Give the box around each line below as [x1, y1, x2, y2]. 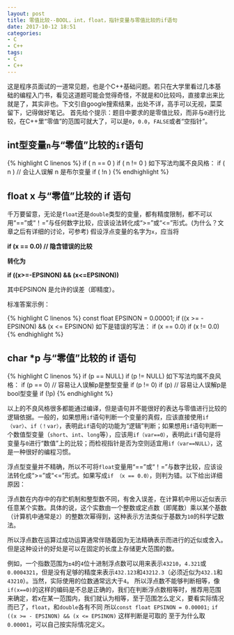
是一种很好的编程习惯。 [7, 447, 75, 457]
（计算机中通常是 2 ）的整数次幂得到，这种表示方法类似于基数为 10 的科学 [7, 512, 212, 521]
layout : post [7, 10, 45, 17]
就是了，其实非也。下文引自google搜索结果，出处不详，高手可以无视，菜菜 [7, 99, 223, 108]
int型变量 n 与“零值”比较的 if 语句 [7, 139, 144, 151]
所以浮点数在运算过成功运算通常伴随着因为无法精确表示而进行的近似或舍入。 [7, 536, 227, 544]
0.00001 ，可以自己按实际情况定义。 [7, 620, 109, 629]
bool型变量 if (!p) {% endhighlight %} [7, 390, 114, 398]
